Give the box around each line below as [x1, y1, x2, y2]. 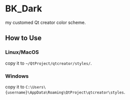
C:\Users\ [25, 85, 46, 90]
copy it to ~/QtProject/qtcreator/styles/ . [5, 60, 92, 66]
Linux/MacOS [5, 49, 39, 56]
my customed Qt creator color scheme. [5, 19, 86, 25]
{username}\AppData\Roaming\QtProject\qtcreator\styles [5, 90, 124, 95]
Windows [5, 73, 29, 80]
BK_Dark [5, 3, 42, 14]
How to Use [5, 34, 42, 42]
